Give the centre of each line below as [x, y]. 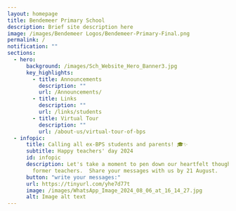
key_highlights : [50, 72]
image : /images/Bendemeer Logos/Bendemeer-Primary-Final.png [99, 33]
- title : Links [55, 99]
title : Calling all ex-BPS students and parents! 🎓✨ [107, 145]
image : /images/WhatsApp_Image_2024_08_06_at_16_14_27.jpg [114, 191]
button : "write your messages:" [73, 177]
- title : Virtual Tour [66, 118]
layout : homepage [33, 14]
